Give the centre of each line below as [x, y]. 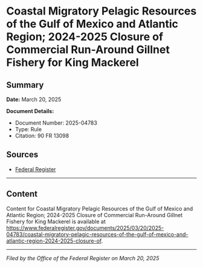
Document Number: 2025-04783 [56, 123]
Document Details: [30, 111]
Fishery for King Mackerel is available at [56, 221]
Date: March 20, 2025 [34, 99]
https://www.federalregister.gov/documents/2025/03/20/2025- [85, 227]
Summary [25, 85]
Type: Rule [28, 129]
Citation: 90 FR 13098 [42, 136]
